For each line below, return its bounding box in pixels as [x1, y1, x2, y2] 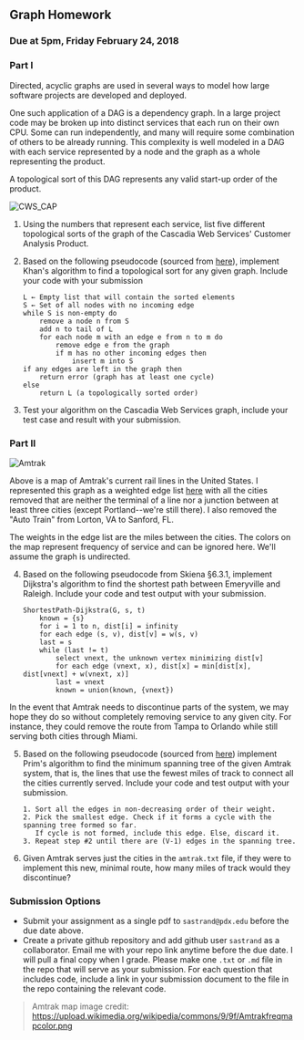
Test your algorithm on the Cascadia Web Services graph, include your [22, 404, 289, 415]
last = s [39, 638, 73, 647]
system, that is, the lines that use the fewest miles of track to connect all [22, 767, 294, 778]
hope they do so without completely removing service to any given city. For [9, 711, 292, 722]
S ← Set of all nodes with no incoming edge [22, 300, 195, 309]
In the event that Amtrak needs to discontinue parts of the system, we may [9, 702, 289, 712]
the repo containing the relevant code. [22, 983, 167, 994]
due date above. [22, 925, 85, 936]
